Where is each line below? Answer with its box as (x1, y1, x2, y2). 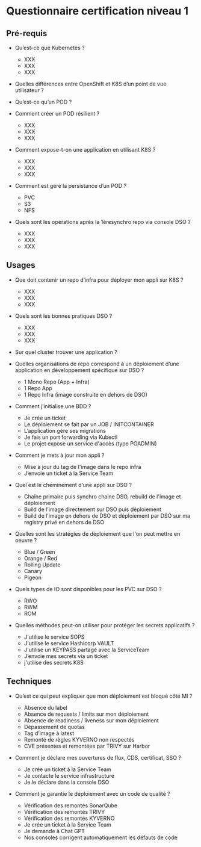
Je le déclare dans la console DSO (23, 778, 110, 786)
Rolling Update (23, 561, 61, 568)
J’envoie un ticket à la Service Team (23, 470, 113, 477)
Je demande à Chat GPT (23, 827, 85, 834)
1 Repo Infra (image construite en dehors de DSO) (23, 391, 147, 398)
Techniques (6, 676, 52, 687)
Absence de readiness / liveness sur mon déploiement (23, 716, 159, 724)
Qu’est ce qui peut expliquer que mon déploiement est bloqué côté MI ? (14, 692, 193, 700)
